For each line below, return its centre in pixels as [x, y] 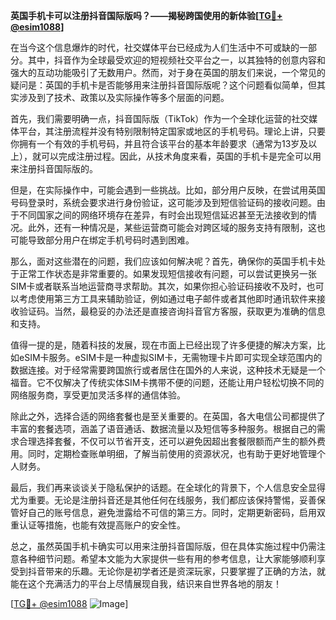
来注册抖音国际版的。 [54, 168]
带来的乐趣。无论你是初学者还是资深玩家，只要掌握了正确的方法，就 [185, 571]
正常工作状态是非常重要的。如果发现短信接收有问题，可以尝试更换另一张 [167, 273]
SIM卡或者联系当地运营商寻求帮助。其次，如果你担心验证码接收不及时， [158, 286]
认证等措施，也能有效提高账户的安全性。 [102, 525]
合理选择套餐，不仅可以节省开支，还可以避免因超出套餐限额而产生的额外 [167, 441]
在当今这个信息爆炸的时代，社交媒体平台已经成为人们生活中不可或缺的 [155, 47]
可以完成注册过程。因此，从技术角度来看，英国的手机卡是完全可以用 [181, 156]
